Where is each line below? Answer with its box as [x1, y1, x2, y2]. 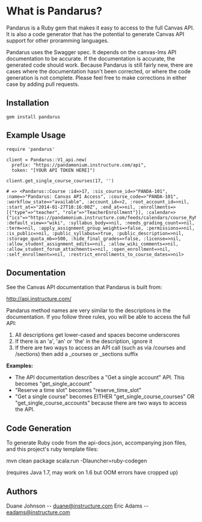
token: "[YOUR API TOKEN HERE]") [11, 167, 96, 173]
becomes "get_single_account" [14, 380, 93, 387]
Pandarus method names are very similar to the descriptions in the [6, 307, 171, 314]
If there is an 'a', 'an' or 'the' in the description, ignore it [14, 338, 153, 345]
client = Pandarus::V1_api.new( [6, 156, 87, 163]
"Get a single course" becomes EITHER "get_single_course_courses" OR [14, 393, 195, 401]
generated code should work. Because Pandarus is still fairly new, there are [6, 61, 194, 69]
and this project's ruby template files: [6, 446, 99, 453]
